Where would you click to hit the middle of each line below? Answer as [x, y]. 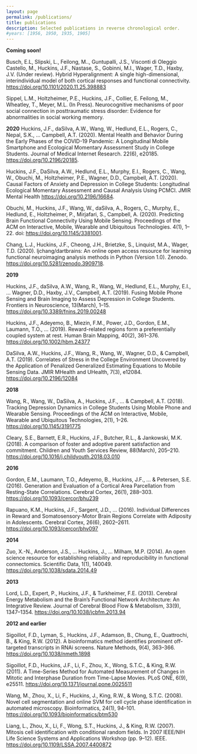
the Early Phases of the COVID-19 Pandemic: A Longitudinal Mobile [87, 141]
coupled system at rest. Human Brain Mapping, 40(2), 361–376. [83, 336]
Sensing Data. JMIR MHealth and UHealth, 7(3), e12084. [74, 372]
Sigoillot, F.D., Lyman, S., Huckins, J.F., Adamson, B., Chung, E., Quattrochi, [97, 635]
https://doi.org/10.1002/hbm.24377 [48, 342]
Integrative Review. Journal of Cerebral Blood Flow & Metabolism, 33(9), [94, 606]
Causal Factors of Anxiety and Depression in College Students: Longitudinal [98, 184]
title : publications [31, 22]
